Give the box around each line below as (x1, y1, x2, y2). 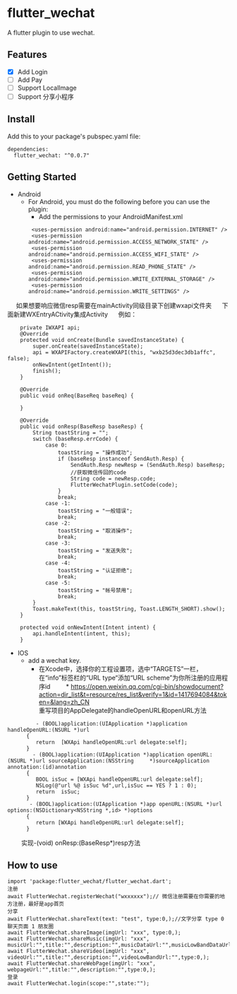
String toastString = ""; (32, 429, 109, 436)
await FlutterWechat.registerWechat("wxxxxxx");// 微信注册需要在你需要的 (7, 893, 220, 900)
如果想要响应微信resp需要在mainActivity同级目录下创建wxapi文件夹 (16, 301, 212, 309)
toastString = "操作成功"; (57, 449, 133, 456)
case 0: (44, 442, 68, 449)
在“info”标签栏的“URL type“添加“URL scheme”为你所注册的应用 (38, 673, 222, 682)
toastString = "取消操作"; (57, 527, 133, 534)
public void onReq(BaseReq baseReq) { (20, 392, 134, 399)
